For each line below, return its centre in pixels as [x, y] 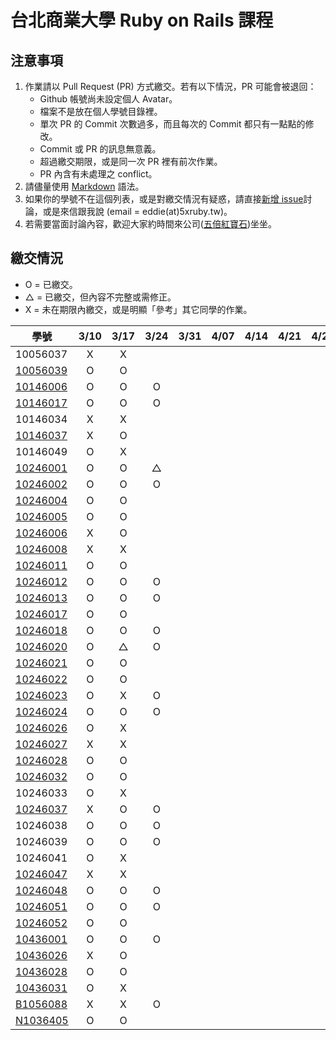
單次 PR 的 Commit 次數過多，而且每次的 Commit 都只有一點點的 [172, 124]
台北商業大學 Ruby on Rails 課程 [142, 20]
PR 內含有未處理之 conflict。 [98, 174]
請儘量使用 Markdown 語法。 [84, 186]
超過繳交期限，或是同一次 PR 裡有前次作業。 [131, 161]
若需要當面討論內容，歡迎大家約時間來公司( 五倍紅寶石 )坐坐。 [151, 224]
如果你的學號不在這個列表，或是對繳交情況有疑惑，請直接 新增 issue [164, 199]
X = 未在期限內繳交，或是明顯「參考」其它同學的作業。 [138, 309]
